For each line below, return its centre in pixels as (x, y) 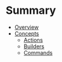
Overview (26, 27)
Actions (33, 40)
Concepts (27, 33)
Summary (31, 11)
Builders (34, 46)
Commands (38, 52)
